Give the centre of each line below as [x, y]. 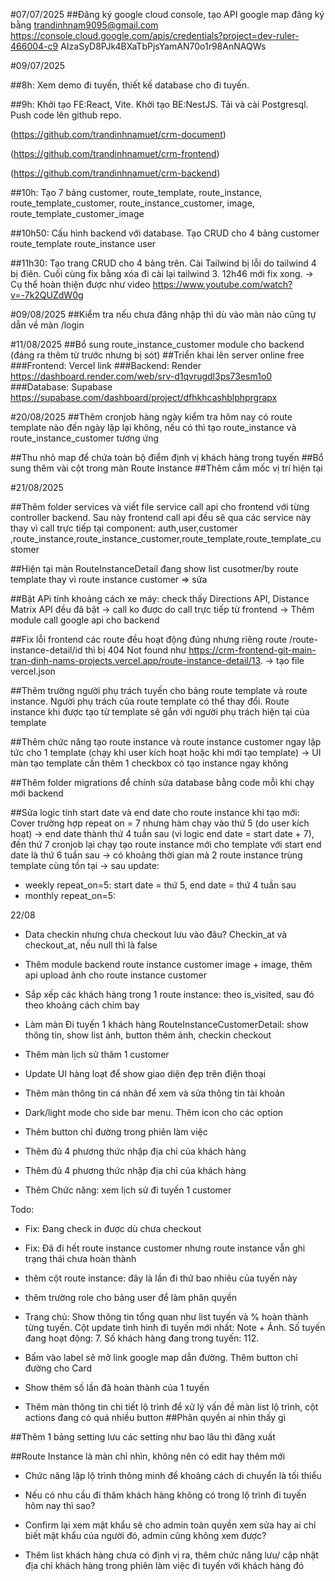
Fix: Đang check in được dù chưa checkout [113, 1228]
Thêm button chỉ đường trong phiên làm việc [116, 1132]
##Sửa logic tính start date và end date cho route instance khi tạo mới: [155, 812]
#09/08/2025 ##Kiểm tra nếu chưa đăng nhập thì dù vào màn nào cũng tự [163, 314]
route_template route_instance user [83, 243]
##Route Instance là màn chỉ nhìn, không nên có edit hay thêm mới [148, 1456]
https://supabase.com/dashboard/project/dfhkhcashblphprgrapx [144, 397]
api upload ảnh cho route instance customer [116, 975]
